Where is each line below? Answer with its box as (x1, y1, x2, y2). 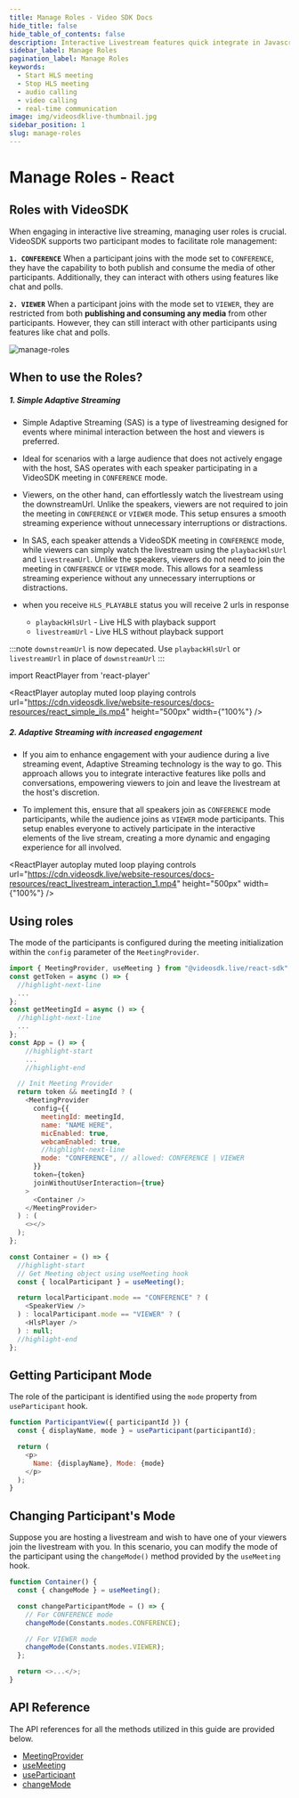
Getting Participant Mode (9, 1367, 152, 1382)
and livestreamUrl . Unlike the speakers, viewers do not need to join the (21, 554, 286, 565)
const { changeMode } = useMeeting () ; (17, 1586, 162, 1595)
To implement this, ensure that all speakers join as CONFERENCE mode (21, 805, 271, 815)
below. (9, 1733, 34, 1744)
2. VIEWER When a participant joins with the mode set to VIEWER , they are (9, 298, 274, 309)
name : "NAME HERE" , (41, 1121, 114, 1130)
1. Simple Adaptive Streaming (9, 394, 121, 405)
